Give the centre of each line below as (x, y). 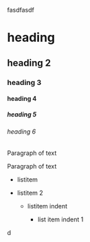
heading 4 (22, 99)
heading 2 (29, 63)
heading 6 (22, 132)
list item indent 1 (60, 219)
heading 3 (24, 82)
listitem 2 (30, 193)
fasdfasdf (21, 10)
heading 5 (22, 114)
